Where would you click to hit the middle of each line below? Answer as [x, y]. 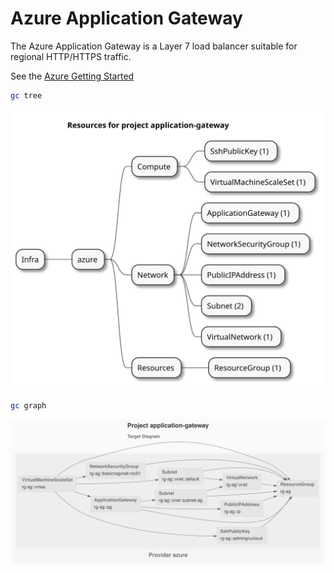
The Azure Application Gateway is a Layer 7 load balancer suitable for [154, 46]
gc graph [28, 406]
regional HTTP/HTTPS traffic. [71, 56]
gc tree [26, 95]
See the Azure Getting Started [72, 76]
